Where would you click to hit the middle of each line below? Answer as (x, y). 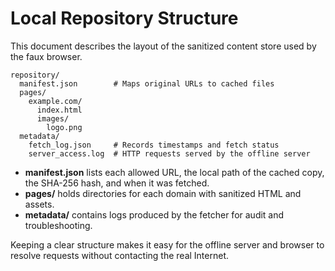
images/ (53, 118)
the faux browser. (46, 56)
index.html (59, 110)
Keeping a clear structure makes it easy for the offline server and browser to (167, 244)
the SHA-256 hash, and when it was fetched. (117, 183)
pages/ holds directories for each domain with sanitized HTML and (163, 193)
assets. (39, 204)
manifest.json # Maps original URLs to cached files (147, 83)
